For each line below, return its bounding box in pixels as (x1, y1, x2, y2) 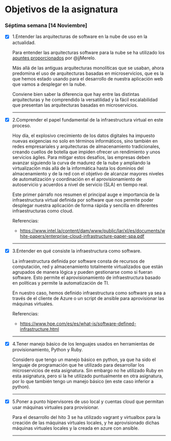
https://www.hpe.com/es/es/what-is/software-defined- (19, 320, 136, 327)
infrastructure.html (19, 326, 59, 332)
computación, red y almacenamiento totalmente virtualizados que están (12, 263, 163, 270)
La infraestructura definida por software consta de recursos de (12, 258, 145, 264)
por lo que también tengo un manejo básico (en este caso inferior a (12, 378, 154, 384)
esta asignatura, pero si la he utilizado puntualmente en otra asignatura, (12, 373, 163, 379)
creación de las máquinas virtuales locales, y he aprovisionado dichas (12, 419, 159, 426)
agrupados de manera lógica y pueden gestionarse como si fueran (12, 269, 153, 275)
